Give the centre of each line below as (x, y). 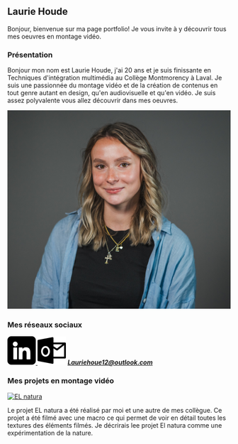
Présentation (30, 55)
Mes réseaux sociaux (45, 325)
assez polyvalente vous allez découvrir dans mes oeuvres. (93, 101)
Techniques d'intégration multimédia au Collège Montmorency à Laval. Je (115, 78)
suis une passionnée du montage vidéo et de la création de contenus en (113, 85)
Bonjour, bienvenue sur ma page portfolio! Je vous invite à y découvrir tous (117, 28)
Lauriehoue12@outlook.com (110, 362)
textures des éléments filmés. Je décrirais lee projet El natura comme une (115, 425)
